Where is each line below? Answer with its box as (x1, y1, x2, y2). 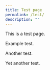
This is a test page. (5, 31, 45, 37)
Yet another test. (5, 60, 40, 66)
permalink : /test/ (5, 12, 44, 17)
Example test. (5, 41, 34, 47)
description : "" (5, 17, 40, 22)
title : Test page (5, 7, 42, 13)
